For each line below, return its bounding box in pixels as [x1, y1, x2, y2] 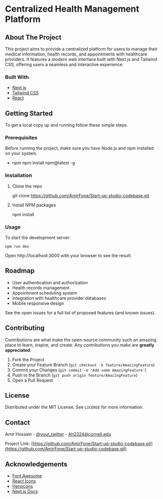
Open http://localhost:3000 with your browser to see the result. [5, 253, 132, 259]
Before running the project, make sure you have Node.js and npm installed [5, 145, 154, 151]
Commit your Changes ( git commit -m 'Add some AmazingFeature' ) [12, 367, 147, 373]
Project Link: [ [5, 441, 33, 446]
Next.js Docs [12, 488, 38, 495]
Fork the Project [12, 356, 45, 362]
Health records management [12, 285, 70, 291]
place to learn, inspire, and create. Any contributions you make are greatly [5, 342, 155, 348]
